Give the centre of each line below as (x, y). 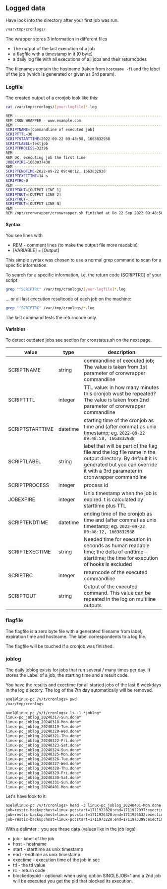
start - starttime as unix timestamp (48, 849)
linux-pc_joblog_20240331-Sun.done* (43, 782)
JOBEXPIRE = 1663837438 (28, 162)
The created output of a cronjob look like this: (52, 98)
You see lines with (24, 236)
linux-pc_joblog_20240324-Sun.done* (43, 750)
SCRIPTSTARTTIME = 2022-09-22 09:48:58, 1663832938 (58, 139)
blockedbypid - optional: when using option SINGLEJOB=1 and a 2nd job (87, 876)
